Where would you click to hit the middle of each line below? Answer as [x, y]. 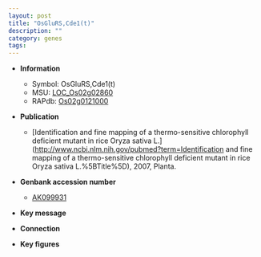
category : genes [35, 38]
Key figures [40, 244]
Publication [39, 116]
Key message [43, 213]
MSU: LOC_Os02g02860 [72, 92]
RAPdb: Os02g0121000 [70, 101]
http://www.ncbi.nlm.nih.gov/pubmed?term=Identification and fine [144, 149]
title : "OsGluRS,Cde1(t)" [51, 23]
